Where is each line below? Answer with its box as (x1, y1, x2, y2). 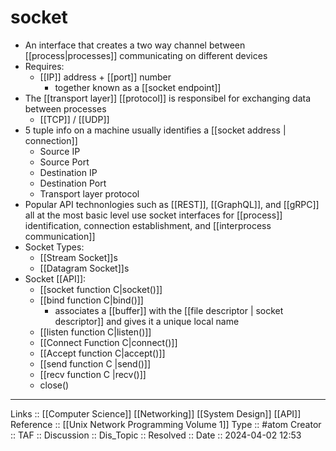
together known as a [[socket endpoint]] (54, 81, 222, 93)
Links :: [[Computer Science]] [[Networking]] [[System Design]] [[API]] (10, 407, 302, 420)
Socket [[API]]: (24, 272, 87, 285)
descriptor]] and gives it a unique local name (54, 315, 240, 327)
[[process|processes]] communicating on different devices (24, 49, 268, 61)
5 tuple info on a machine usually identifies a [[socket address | (24, 124, 287, 136)
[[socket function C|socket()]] (39, 283, 163, 295)
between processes (24, 102, 107, 115)
